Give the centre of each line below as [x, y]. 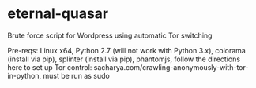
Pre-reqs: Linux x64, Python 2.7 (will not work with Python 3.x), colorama [126, 50]
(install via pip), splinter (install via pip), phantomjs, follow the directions [124, 59]
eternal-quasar [58, 14]
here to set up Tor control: [50, 67]
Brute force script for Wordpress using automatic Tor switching [110, 35]
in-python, [24, 75]
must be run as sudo [76, 75]
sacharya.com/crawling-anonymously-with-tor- [171, 67]
